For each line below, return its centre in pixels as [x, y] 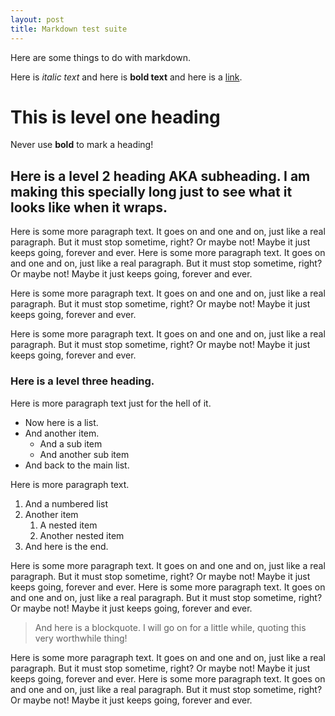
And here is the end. [66, 546]
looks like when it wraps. [89, 207]
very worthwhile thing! [81, 638]
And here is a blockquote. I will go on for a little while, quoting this [170, 627]
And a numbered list [66, 503]
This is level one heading [115, 117]
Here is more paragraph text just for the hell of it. [111, 403]
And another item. [62, 433]
